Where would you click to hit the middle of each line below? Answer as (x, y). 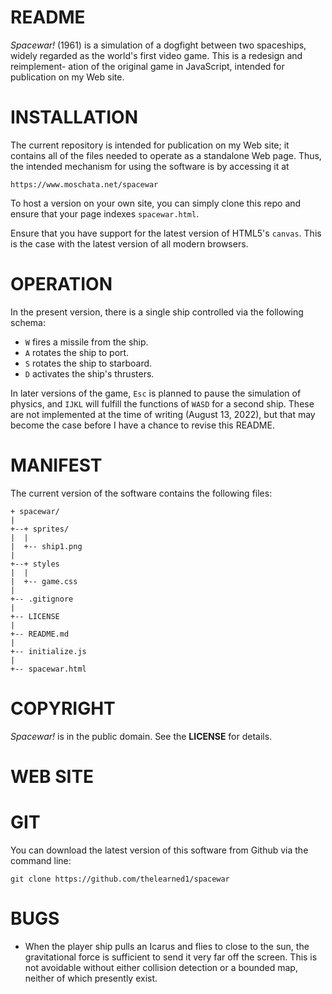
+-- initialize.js (48, 651)
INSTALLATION (74, 117)
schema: (28, 322)
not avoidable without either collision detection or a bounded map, (161, 967)
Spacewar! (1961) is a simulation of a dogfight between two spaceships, (158, 45)
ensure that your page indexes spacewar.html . (105, 213)
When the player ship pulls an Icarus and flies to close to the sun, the (167, 946)
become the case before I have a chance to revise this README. (142, 425)
